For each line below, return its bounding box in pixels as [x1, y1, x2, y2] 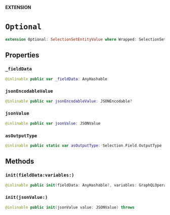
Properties [5, 51, 39, 60]
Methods [5, 157, 34, 166]
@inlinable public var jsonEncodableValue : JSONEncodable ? [5, 98, 133, 103]
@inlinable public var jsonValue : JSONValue [5, 121, 101, 126]
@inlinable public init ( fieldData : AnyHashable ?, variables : [5, 183, 137, 188]
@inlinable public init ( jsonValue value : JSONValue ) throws [5, 205, 135, 210]
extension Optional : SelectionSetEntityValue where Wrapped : [5, 37, 137, 42]
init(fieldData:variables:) [5, 172, 74, 178]
